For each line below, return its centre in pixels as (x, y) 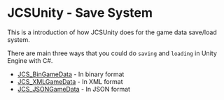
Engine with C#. (30, 60)
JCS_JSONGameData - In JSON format (74, 89)
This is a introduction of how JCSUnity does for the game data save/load (112, 32)
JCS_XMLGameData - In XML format (70, 81)
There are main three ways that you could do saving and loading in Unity (112, 53)
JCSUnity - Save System (80, 13)
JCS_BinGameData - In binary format (71, 74)
